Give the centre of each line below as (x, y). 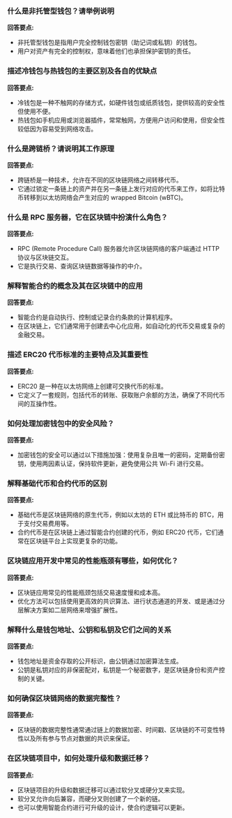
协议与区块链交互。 (45, 257)
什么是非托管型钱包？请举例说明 (61, 10)
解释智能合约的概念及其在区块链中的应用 (75, 286)
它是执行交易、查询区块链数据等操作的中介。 (82, 266)
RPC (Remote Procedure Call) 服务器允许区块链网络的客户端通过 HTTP (118, 249)
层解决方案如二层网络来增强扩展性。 (69, 610)
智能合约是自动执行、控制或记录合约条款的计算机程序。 (96, 317)
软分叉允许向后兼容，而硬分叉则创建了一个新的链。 (91, 798)
